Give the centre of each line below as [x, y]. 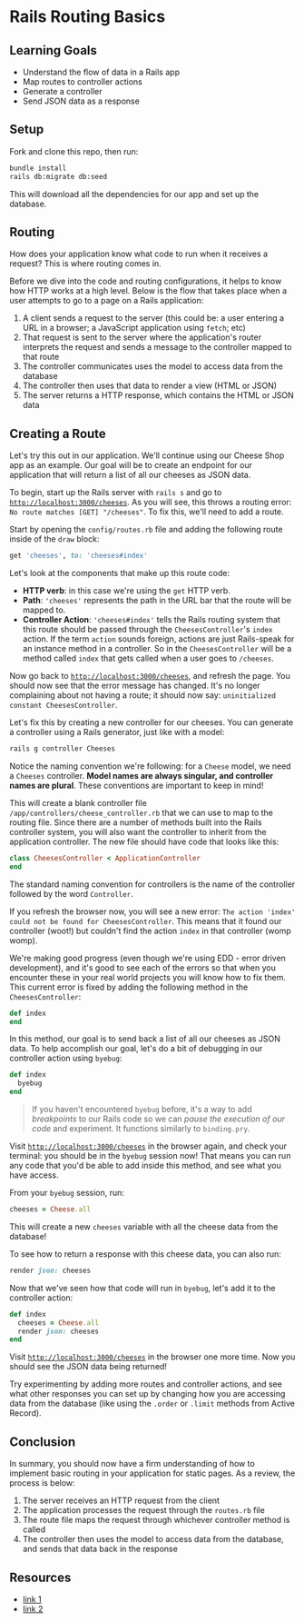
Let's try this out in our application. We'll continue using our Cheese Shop [147, 455]
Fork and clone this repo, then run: [74, 151]
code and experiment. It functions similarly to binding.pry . [141, 1129]
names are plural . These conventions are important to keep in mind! [137, 785]
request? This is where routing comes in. [85, 264]
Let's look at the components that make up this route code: [120, 573]
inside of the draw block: [54, 539]
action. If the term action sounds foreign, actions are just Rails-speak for [158, 639]
